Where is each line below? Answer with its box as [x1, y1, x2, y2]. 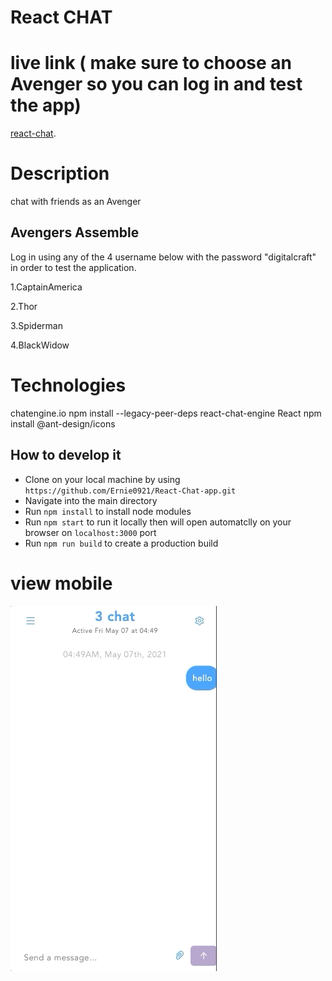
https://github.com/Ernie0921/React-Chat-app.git [24, 486, 237, 496]
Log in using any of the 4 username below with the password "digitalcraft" [10, 251, 317, 263]
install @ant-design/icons [10, 417, 116, 430]
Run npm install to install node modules [24, 505, 192, 517]
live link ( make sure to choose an [10, 52, 293, 75]
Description [10, 162, 110, 185]
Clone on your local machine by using [24, 473, 181, 485]
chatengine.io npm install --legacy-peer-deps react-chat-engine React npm [10, 407, 322, 419]
